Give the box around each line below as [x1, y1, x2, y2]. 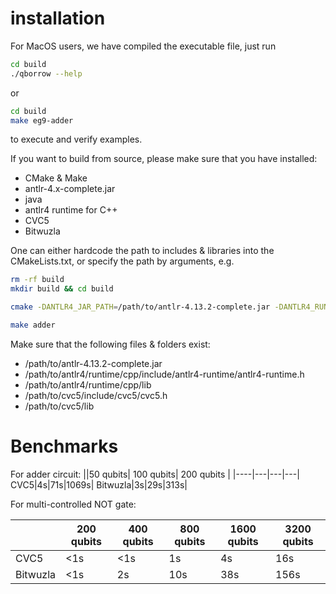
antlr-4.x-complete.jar [24, 183, 116, 195]
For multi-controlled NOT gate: [10, 498, 137, 510]
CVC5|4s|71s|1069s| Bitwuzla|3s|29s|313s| [10, 478, 188, 491]
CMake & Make [24, 172, 88, 184]
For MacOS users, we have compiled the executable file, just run [10, 40, 277, 52]
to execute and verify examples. [10, 133, 143, 146]
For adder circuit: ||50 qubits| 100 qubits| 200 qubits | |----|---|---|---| [10, 468, 300, 480]
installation [10, 7, 106, 30]
